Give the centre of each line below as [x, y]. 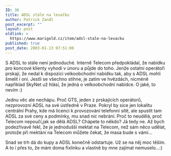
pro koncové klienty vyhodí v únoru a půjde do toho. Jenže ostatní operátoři [85, 68]
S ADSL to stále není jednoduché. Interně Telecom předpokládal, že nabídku [85, 62]
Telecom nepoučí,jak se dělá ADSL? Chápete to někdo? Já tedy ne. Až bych [85, 121]
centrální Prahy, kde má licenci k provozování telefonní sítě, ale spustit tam [83, 110]
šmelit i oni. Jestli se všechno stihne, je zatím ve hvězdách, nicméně [77, 79]
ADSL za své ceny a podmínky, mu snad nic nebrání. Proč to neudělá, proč [84, 116]
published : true [22, 43]
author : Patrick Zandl [29, 19]
